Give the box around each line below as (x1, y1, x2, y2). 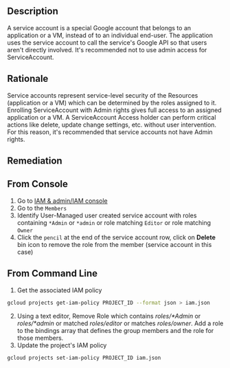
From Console (7, 178, 69, 190)
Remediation (7, 155, 63, 167)
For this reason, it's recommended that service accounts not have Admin (7, 127, 213, 136)
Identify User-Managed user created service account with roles (16, 211, 197, 219)
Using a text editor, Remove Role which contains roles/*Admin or (16, 312, 201, 320)
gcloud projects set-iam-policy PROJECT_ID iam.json (7, 354, 161, 361)
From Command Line (7, 268, 98, 279)
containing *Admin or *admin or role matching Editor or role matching (16, 218, 211, 226)
